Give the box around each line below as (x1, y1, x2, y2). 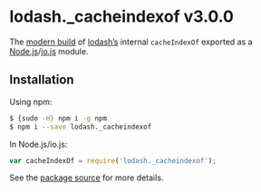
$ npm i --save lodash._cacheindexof (9, 122, 152, 131)
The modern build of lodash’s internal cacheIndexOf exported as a (9, 36, 253, 47)
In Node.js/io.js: (9, 139, 68, 149)
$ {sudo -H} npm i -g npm (9, 113, 107, 123)
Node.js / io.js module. (9, 45, 89, 56)
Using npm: (9, 96, 53, 107)
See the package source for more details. (9, 172, 164, 183)
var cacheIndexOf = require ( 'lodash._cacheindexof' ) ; (9, 156, 217, 165)
